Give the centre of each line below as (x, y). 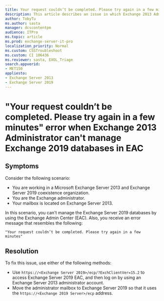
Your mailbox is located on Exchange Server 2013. (62, 203)
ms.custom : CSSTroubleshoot (34, 50)
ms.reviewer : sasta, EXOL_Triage (39, 60)
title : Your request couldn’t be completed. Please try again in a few (79, 10)
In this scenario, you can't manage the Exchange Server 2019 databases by (81, 212)
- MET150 (14, 69)
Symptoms (22, 166)
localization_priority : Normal (37, 46)
